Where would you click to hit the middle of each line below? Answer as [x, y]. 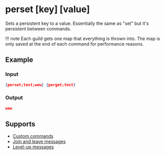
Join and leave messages [39, 142]
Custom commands [33, 136]
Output [14, 98]
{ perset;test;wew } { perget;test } [40, 85]
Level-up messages [33, 147]
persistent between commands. [38, 28]
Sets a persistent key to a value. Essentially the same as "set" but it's [77, 23]
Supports [20, 124]
